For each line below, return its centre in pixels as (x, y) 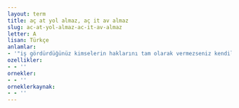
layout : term (27, 14)
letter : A (22, 34)
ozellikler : (25, 60)
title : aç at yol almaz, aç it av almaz (68, 21)
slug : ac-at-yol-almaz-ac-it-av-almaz (65, 27)
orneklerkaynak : (31, 87)
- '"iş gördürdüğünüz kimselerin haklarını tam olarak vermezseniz (110, 54)
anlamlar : (22, 47)
